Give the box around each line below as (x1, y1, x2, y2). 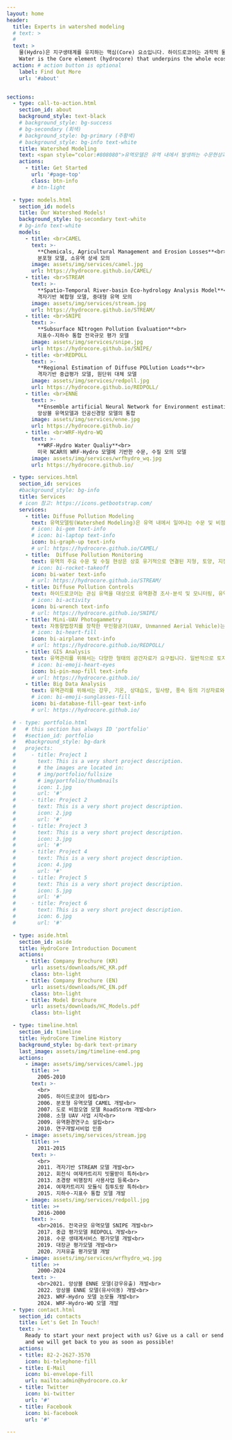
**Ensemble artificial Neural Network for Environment (37, 403, 199, 410)
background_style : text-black (19, 113, 107, 120)
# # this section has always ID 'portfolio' (12, 726, 150, 733)
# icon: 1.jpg (12, 783, 72, 791)
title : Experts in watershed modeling (12, 23, 125, 30)
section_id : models (19, 203, 75, 210)
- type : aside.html (12, 932, 69, 939)
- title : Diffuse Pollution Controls (24, 584, 134, 591)
